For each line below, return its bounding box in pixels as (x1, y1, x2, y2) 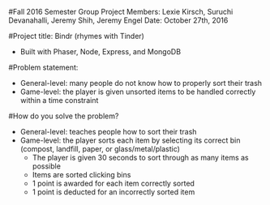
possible (32, 161, 61, 171)
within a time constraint (19, 96, 99, 105)
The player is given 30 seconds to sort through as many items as (32, 153, 249, 162)
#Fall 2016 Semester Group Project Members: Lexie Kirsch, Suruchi (8, 7, 234, 16)
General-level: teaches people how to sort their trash (19, 127, 197, 136)
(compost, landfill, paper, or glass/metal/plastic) (19, 144, 181, 153)
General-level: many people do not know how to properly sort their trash (19, 79, 262, 88)
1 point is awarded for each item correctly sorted (32, 178, 195, 188)
